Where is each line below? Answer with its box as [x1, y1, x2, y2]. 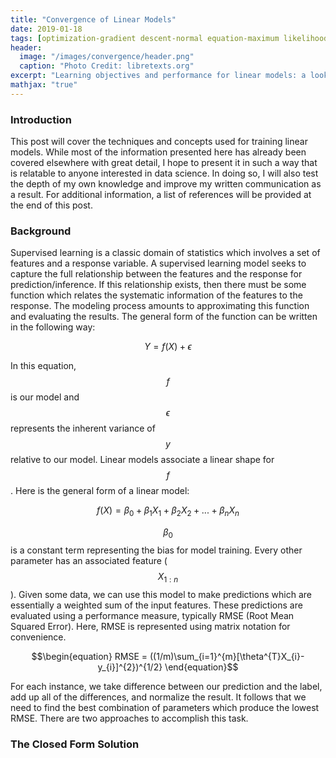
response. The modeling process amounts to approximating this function [10, 300, 310, 312]
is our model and [10, 391, 80, 403]
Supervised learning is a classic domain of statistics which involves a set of [10, 247, 321, 259]
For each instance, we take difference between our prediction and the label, [10, 680, 323, 692]
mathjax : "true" [10, 80, 78, 90]
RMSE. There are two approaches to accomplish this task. [10, 712, 249, 724]
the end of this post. [10, 199, 93, 211]
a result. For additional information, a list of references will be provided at [10, 189, 312, 201]
